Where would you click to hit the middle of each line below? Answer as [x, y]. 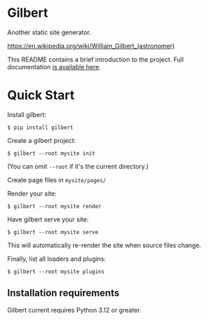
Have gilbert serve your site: [48, 219]
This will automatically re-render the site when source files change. [104, 245]
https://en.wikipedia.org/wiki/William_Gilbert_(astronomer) [91, 46]
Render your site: [32, 193]
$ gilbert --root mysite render [54, 206]
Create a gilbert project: [42, 140]
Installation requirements [63, 293]
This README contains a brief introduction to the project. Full [96, 59]
